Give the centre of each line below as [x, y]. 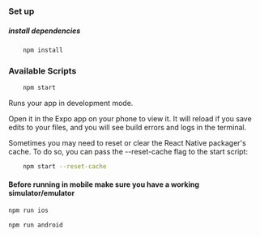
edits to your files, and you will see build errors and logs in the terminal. [128, 127]
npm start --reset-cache [65, 166]
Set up [21, 11]
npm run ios [28, 211]
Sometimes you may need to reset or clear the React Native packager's [128, 142]
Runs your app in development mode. [71, 103]
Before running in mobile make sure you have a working [104, 184]
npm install [43, 50]
